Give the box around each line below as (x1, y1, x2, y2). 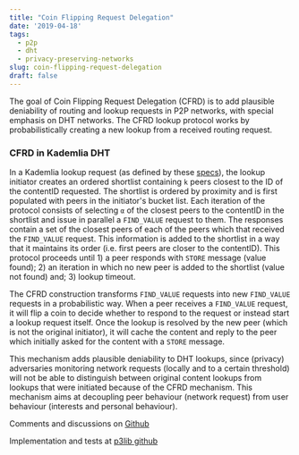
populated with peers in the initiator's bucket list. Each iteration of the (9, 196, 266, 206)
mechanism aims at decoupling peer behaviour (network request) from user (9, 392, 289, 402)
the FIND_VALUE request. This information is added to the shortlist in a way (9, 233, 280, 244)
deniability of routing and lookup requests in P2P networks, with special (9, 105, 275, 116)
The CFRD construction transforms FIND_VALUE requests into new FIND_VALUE (9, 289, 291, 299)
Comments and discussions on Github (9, 418, 149, 429)
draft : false (9, 72, 58, 80)
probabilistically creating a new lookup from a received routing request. (9, 124, 273, 135)
